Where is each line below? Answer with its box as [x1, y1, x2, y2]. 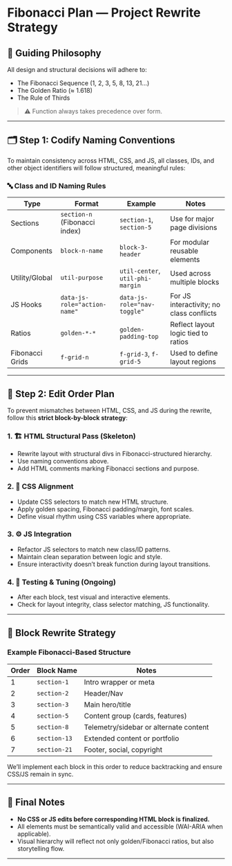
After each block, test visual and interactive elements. [17, 593, 171, 601]
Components [10, 246, 53, 256]
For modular [170, 238, 209, 247]
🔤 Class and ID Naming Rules [7, 181, 106, 191]
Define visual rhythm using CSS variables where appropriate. [17, 512, 191, 520]
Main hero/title [84, 700, 131, 709]
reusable [170, 246, 199, 256]
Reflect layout [170, 320, 215, 330]
